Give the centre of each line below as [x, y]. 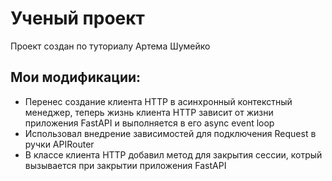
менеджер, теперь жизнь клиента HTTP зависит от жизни [149, 112]
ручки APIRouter [59, 144]
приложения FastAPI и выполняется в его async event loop [149, 123]
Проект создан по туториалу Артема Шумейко [110, 46]
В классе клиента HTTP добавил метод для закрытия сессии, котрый [173, 154]
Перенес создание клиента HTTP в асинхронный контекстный [158, 101]
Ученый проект [77, 18]
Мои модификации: [76, 77]
